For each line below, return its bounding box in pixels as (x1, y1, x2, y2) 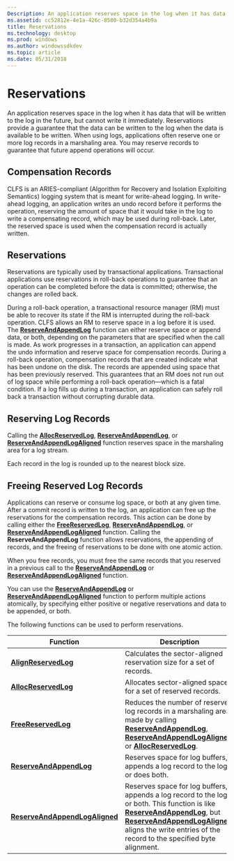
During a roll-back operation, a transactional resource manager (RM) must (7, 304, 220, 312)
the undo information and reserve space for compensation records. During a (7, 348, 226, 357)
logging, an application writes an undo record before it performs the (26, 200, 221, 208)
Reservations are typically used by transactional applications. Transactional (7, 268, 224, 276)
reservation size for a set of (125, 657, 214, 667)
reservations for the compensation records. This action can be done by (7, 513, 212, 521)
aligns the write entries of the (125, 825, 221, 834)
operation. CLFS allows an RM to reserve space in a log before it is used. (7, 318, 216, 327)
